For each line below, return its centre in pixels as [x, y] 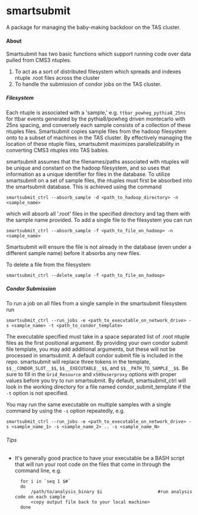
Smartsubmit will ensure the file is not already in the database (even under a [99, 247]
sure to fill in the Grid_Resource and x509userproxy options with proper [91, 374]
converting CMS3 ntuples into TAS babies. [58, 150]
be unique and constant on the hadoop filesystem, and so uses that [88, 168]
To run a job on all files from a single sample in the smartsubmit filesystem [97, 304]
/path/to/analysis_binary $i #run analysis [111, 492]
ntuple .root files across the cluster [57, 78]
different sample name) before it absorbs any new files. [73, 253]
